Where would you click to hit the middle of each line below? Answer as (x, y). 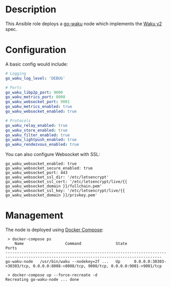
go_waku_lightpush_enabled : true (41, 140)
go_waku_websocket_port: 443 (36, 173)
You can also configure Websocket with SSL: (53, 155)
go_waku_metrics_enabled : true (39, 107)
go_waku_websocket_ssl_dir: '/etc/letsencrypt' (57, 177)
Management (34, 215)
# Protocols (18, 121)
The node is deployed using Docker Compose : (54, 230)
